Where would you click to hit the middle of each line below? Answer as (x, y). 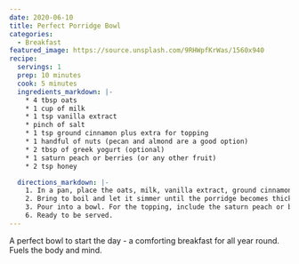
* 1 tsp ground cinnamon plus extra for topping (117, 133)
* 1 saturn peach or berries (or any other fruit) (121, 158)
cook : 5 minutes (47, 84)
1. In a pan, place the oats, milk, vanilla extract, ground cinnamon (159, 191)
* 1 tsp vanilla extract (71, 116)
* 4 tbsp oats (51, 100)
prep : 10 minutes (49, 76)
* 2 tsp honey (51, 166)
